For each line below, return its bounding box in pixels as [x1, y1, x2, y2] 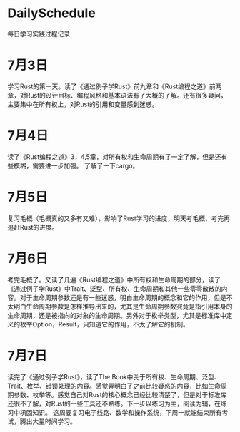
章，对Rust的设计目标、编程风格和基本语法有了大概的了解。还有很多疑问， [7, 91, 227, 99]
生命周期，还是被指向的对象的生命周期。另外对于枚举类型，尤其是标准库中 [7, 311, 226, 319]
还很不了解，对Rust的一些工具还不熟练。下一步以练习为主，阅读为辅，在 [7, 399, 221, 408]
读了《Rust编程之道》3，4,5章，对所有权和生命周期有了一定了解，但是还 [7, 152, 221, 161]
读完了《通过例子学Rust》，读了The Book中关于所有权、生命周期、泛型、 [7, 372, 221, 381]
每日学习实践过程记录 [7, 29, 70, 38]
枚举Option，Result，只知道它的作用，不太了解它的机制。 [19, 319, 189, 329]
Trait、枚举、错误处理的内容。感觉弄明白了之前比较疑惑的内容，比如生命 [7, 381, 221, 390]
